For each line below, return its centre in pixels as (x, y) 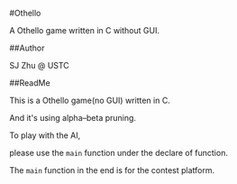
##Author (27, 48)
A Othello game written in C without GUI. (85, 30)
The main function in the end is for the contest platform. (112, 170)
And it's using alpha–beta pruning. (73, 118)
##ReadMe (30, 83)
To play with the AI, (45, 135)
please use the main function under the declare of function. (118, 153)
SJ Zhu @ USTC (39, 65)
